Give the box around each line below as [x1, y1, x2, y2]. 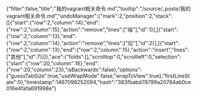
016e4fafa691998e [6, 85, 52, 92]
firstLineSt [164, 72, 190, 79]
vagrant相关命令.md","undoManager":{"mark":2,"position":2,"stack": [6, 12, 173, 19]
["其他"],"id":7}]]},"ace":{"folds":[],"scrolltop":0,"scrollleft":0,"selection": [6, 53, 182, 60]
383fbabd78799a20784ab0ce [117, 79, 191, 85]
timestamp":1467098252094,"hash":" [26, 79, 118, 85]
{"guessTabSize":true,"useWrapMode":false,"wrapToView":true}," [6, 72, 166, 79]
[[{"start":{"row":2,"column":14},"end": [6, 19, 101, 26]
